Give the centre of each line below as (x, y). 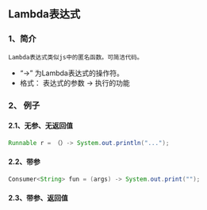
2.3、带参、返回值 (38, 198)
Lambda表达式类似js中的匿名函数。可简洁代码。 (76, 57)
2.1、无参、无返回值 (41, 126)
